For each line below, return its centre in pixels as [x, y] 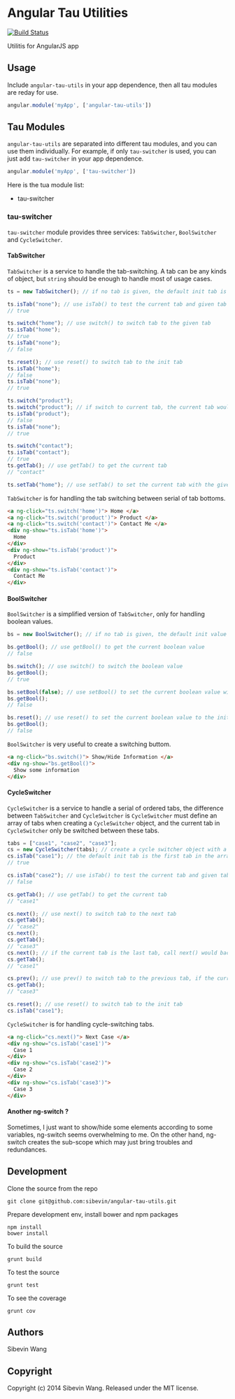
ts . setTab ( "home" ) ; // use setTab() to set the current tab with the [111, 485]
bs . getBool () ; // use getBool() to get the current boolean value [106, 647]
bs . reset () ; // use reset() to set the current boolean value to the [111, 718]
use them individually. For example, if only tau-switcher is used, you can [112, 151]
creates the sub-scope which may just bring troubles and [110, 1142]
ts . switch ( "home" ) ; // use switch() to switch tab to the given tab [109, 323]
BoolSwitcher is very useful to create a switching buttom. [89, 744]
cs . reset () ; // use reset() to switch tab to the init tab [95, 1004]
